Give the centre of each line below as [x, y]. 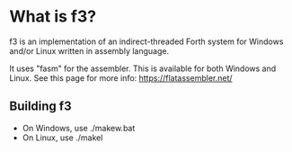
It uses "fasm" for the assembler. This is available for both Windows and [143, 68]
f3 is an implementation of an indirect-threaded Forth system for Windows [146, 41]
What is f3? [53, 17]
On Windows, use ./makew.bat [79, 128]
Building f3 [40, 107]
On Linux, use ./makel [62, 138]
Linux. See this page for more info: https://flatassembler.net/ [121, 77]
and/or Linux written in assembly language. [89, 50]
